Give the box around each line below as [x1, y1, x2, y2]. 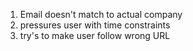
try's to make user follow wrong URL [19, 30, 171, 41]
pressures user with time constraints [19, 19, 171, 31]
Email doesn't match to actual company [19, 9, 183, 20]
